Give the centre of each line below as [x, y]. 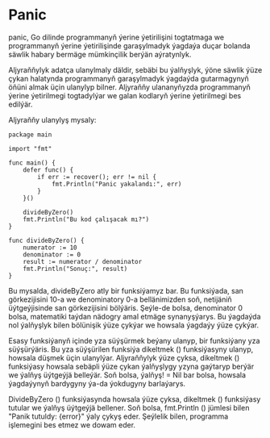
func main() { [32, 163]
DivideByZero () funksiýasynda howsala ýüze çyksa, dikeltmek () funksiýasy [135, 399]
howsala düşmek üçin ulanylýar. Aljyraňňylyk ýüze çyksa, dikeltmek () [124, 357]
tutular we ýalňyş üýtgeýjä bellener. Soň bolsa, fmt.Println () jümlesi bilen [129, 407]
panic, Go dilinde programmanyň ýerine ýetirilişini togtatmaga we [116, 37]
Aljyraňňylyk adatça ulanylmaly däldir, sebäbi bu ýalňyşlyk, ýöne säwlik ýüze [135, 69]
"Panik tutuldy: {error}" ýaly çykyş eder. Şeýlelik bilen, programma [118, 416]
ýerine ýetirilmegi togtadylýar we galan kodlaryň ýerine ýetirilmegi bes [125, 95]
